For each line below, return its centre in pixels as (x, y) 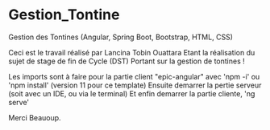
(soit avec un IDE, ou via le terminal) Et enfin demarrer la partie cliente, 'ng (132, 93)
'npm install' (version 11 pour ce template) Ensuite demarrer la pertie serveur (135, 85)
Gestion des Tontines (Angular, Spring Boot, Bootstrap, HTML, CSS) (121, 37)
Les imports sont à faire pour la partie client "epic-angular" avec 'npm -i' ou (134, 76)
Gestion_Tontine (64, 15)
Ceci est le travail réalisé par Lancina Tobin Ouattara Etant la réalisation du (132, 52)
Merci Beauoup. (35, 117)
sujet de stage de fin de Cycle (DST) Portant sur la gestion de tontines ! (127, 61)
